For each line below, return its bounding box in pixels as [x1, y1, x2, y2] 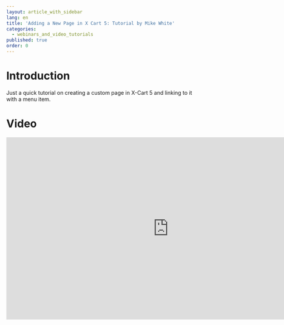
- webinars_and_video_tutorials [12, 32, 94, 38]
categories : [6, 26, 36, 32]
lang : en [6, 15, 29, 21]
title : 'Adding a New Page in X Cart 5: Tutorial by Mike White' [6, 20, 175, 26]
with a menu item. [6, 95, 51, 103]
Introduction [6, 69, 70, 83]
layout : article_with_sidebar [6, 9, 83, 15]
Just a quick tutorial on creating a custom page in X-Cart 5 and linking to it [6, 89, 192, 96]
